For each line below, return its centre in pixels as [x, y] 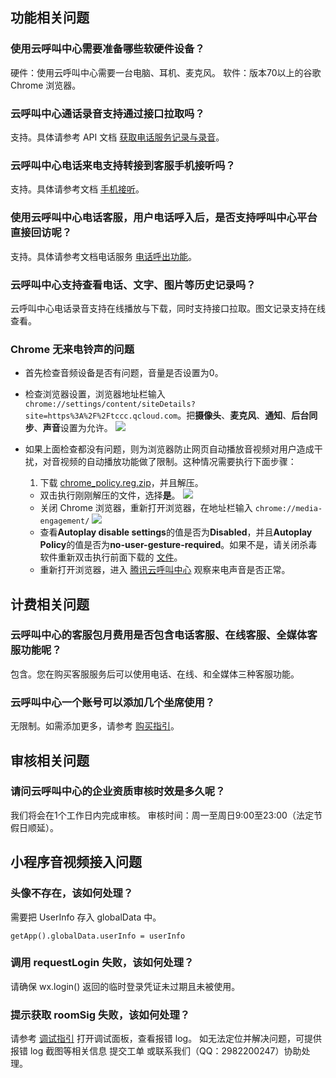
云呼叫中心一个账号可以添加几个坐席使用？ [113, 702]
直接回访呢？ [41, 233]
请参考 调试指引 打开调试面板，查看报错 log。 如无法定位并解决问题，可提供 [166, 1039]
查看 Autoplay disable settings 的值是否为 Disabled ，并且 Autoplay [176, 532]
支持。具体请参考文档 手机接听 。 [77, 189]
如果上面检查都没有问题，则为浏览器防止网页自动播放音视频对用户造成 [169, 449]
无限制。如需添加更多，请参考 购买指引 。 [95, 726]
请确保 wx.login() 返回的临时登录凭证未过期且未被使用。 [125, 986]
